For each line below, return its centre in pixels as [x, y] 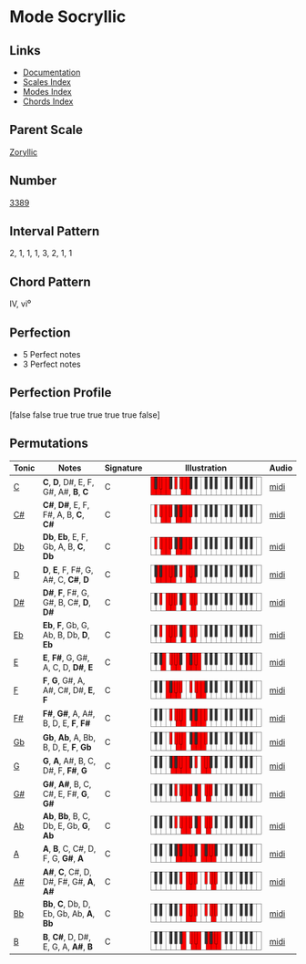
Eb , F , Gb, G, [66, 625]
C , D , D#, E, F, [68, 482]
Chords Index [48, 101]
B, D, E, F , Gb [67, 747]
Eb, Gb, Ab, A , [69, 914]
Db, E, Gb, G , [66, 825]
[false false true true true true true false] [85, 415]
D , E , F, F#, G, [68, 570]
